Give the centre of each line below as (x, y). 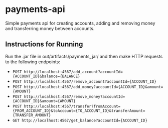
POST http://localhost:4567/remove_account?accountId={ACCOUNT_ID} (84, 81)
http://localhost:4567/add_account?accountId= (73, 72)
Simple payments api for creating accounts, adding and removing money (80, 23)
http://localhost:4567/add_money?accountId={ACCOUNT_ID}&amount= (94, 87)
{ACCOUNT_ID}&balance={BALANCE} (46, 76)
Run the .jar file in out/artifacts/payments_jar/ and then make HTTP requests (84, 56)
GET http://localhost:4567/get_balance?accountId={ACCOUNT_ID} (80, 120)
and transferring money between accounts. (50, 28)
